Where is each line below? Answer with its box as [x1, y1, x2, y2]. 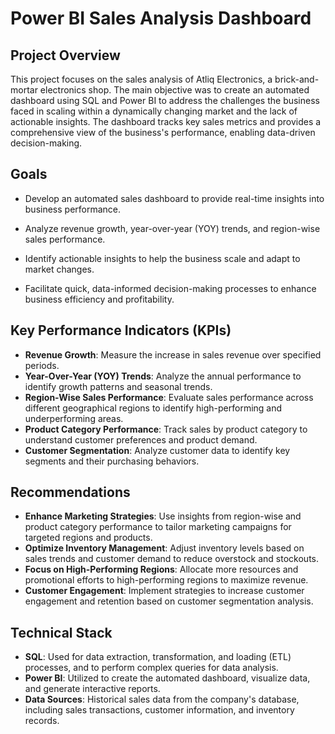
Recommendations [10, 484, 131, 501]
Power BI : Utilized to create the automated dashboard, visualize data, [24, 672, 311, 684]
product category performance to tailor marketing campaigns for [24, 521, 292, 533]
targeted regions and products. [24, 532, 153, 544]
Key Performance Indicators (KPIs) [10, 322, 232, 339]
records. [24, 715, 60, 727]
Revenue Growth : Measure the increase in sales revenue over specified [24, 348, 322, 361]
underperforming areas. [24, 412, 124, 424]
